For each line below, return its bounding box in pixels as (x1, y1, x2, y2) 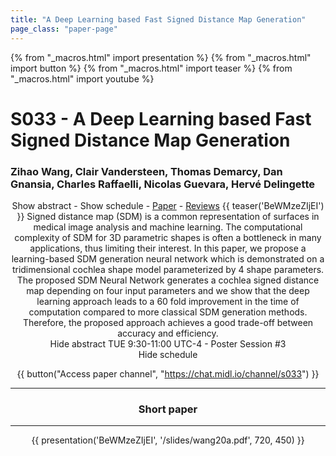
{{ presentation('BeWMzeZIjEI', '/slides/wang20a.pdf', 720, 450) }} (31, 434, 305, 446)
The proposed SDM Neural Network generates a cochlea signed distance (16, 274, 320, 286)
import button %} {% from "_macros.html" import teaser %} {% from (10, 62, 293, 74)
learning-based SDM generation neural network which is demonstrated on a (11, 252, 325, 265)
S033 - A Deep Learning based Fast (10, 107, 312, 130)
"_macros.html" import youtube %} (10, 72, 155, 85)
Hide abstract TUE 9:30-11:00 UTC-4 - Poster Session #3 (49, 337, 287, 350)
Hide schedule (138, 348, 198, 360)
